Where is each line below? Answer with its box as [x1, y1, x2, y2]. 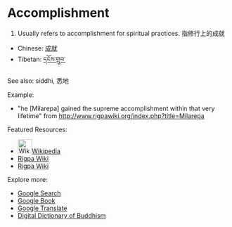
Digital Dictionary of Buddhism [17, 211, 106, 219]
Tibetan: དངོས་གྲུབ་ [17, 55, 66, 63]
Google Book [17, 196, 56, 205]
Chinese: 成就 [17, 44, 58, 52]
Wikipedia [31, 146, 61, 155]
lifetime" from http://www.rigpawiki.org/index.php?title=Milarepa [17, 111, 205, 120]
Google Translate [17, 204, 68, 212]
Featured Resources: [7, 125, 68, 134]
